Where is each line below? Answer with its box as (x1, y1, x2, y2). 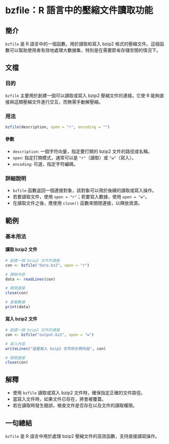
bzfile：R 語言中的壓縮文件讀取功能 (5, 5, 153, 16)
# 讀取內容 (5, 272, 25, 277)
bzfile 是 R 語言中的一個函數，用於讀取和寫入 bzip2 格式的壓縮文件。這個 (5, 41, 160, 47)
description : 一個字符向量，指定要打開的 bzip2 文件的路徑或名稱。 (12, 148, 152, 155)
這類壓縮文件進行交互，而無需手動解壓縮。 (14, 98, 103, 105)
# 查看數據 (5, 300, 25, 305)
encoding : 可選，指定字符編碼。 (12, 161, 79, 167)
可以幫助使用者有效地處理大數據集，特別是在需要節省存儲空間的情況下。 (9, 47, 161, 53)
